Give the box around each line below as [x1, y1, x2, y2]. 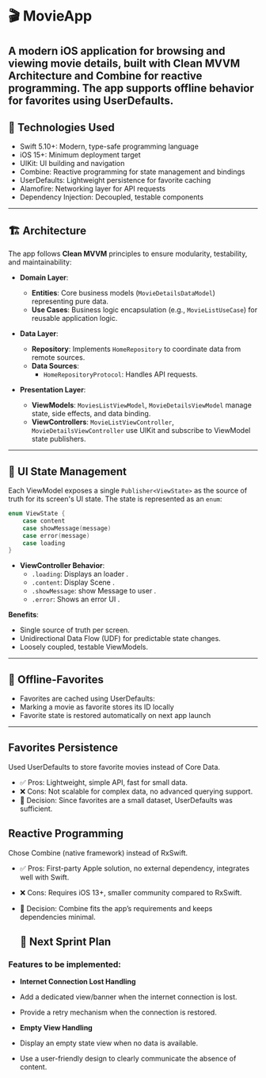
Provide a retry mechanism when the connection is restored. [19, 1007, 218, 1018]
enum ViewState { [8, 510, 66, 518]
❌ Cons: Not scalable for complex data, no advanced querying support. [19, 786, 253, 796]
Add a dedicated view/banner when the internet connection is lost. [19, 992, 237, 1002]
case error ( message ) [22, 531, 90, 539]
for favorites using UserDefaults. [8, 94, 174, 107]
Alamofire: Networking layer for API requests [19, 184, 166, 194]
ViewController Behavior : [19, 561, 105, 570]
